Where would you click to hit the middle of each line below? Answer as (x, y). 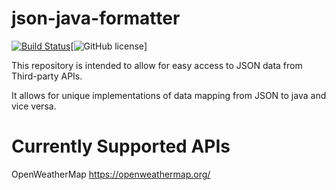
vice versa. (34, 106)
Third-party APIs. (47, 76)
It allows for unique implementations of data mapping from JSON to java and (169, 95)
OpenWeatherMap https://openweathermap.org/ (111, 174)
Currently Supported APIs (121, 146)
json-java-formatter (96, 18)
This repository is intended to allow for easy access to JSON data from (157, 65)
